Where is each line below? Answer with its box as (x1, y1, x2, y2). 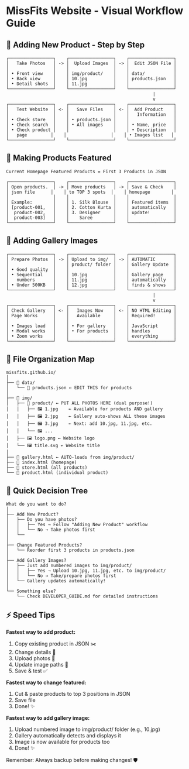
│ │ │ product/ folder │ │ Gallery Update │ (6, 262, 177, 267)
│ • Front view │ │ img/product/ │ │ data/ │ (6, 71, 177, 77)
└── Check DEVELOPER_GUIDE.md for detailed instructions (16, 593, 159, 599)
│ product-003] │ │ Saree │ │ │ (6, 215, 177, 221)
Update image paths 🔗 (14, 661, 68, 668)
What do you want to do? (6, 502, 67, 507)
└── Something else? (6, 588, 57, 595)
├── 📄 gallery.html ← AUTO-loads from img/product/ (6, 455, 135, 461)
